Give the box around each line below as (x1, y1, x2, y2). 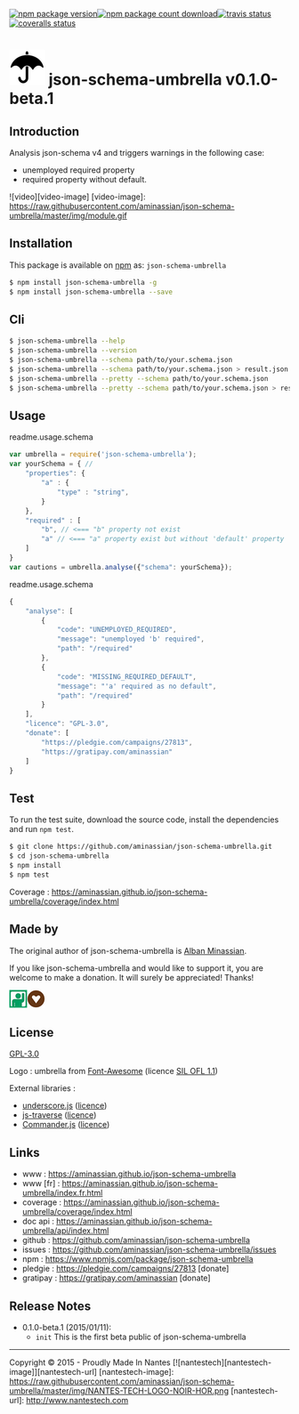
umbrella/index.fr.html (21, 1188, 103, 1199)
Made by (9, 922, 59, 937)
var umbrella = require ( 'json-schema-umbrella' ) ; (9, 450, 198, 459)
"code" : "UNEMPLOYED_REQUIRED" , (56, 626, 177, 634)
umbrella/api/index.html (21, 1225, 109, 1236)
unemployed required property (21, 165, 135, 175)
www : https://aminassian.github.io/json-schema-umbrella (21, 1168, 237, 1179)
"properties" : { (25, 469, 86, 478)
